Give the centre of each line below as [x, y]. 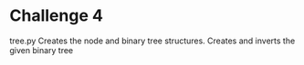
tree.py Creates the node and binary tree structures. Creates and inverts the [152, 41]
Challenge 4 [56, 16]
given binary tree [42, 50]
